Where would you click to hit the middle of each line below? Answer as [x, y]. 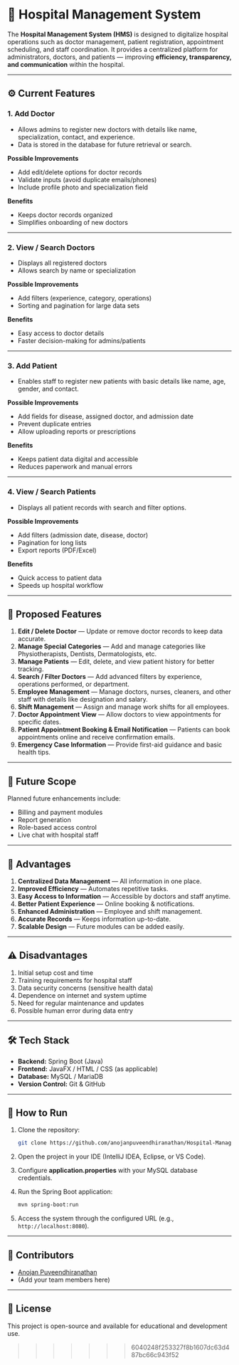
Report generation [44, 820]
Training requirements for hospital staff [75, 980]
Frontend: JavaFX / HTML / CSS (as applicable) [88, 1069]
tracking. [31, 669]
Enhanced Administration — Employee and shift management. [110, 911]
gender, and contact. [48, 389]
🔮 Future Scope [42, 781]
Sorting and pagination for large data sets [79, 305]
